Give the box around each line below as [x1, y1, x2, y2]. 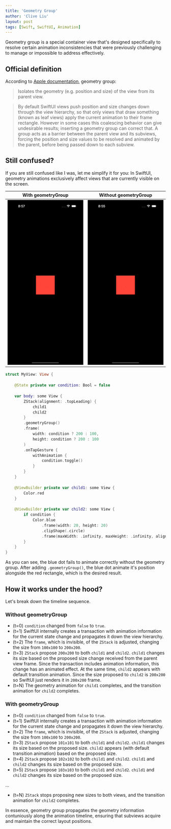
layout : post [5, 19, 33, 24]
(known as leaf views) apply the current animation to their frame [17, 114, 153, 121]
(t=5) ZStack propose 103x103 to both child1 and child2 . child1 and [12, 767, 155, 773]
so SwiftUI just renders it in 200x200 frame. [12, 677, 102, 683]
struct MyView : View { [5, 372, 53, 377]
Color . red [23, 491, 44, 496]
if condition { [23, 512, 56, 517]
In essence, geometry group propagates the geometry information [5, 807, 145, 813]
